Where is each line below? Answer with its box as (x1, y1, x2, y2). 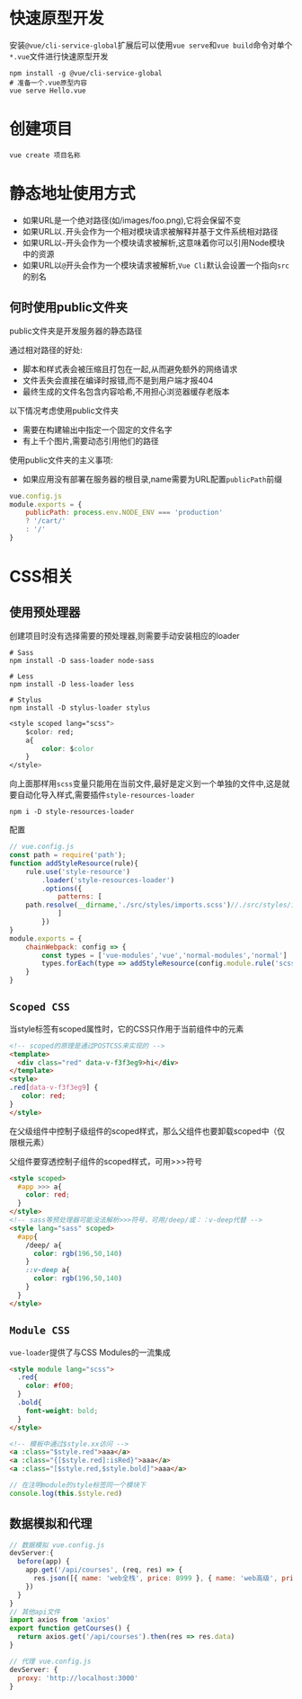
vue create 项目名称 (9, 150, 81, 160)
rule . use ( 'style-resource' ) (25, 867, 130, 876)
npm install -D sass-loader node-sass (9, 656, 155, 665)
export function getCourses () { (9, 1624, 130, 1633)
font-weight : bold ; (25, 1406, 99, 1415)
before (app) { (17, 1557, 70, 1566)
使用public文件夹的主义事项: (9, 455, 114, 465)
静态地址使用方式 (9, 183, 137, 204)
